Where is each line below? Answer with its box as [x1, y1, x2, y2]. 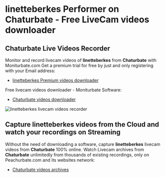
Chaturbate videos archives [12, 167, 69, 173]
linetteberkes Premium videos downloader [12, 78, 99, 83]
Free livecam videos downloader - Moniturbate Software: [5, 87, 122, 92]
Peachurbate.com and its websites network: [5, 157, 95, 163]
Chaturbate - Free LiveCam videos [5, 14, 150, 25]
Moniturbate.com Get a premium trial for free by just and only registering [5, 63, 154, 68]
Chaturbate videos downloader [12, 96, 76, 102]
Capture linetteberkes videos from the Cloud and [5, 120, 160, 129]
